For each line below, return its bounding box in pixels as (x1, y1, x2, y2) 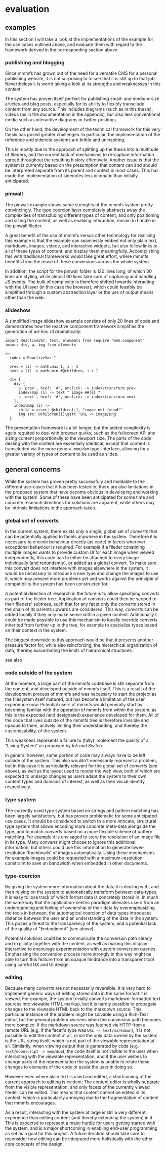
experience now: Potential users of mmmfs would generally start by (5, 702, 143, 708)
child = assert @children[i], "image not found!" (18, 407, 123, 412)
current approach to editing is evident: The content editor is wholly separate (5, 1079, 160, 1085)
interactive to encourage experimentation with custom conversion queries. (5, 946, 157, 952)
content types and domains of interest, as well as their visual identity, (5, 778, 146, 785)
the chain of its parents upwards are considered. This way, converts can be (5, 606, 159, 612)
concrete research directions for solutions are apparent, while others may (5, 499, 155, 505)
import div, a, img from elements (5, 342, 77, 347)
